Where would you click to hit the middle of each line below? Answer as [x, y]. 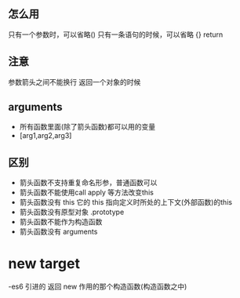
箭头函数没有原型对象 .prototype [72, 212]
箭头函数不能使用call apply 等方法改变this [87, 193]
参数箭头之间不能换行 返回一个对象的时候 [75, 82]
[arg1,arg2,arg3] [45, 136]
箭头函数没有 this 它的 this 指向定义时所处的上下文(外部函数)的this [126, 202]
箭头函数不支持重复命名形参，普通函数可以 [88, 183]
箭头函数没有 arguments [58, 232]
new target [44, 264]
